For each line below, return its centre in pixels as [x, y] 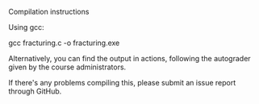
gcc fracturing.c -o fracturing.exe [64, 43]
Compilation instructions [49, 12]
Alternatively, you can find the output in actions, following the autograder [130, 58]
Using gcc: [26, 27]
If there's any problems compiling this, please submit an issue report [122, 83]
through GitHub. [35, 91]
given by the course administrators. [67, 67]
